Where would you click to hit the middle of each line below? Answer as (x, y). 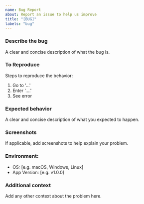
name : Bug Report (23, 10)
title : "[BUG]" (21, 19)
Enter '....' (22, 91)
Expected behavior (29, 108)
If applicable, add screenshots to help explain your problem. (67, 143)
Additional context (28, 185)
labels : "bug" (20, 24)
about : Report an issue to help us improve (51, 14)
